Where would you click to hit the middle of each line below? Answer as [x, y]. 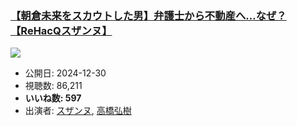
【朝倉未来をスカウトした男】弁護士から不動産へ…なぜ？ [148, 15]
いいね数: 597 [53, 98]
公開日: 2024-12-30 [65, 73]
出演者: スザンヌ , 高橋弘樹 [78, 111]
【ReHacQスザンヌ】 [61, 30]
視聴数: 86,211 [53, 86]
